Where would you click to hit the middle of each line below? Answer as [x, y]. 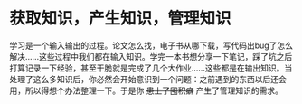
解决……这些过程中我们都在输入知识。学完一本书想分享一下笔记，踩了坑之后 [151, 56]
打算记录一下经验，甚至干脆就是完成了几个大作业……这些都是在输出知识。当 [151, 68]
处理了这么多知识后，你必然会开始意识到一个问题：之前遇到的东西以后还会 [148, 79]
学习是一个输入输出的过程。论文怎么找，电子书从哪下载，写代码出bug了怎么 [151, 45]
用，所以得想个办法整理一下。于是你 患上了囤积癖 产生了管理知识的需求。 [146, 90]
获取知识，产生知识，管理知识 [121, 19]
